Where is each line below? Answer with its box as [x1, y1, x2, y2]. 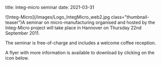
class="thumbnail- [111, 14, 149, 20]
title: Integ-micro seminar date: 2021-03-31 [5, 5, 95, 10]
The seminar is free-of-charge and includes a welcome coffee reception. [5, 40, 156, 46]
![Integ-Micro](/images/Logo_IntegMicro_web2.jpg [5, 14, 110, 20]
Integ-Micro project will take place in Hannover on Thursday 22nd [5, 25, 142, 31]
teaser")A [5, 20, 25, 25]
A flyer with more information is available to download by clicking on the [5, 50, 155, 55]
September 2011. [5, 30, 40, 36]
